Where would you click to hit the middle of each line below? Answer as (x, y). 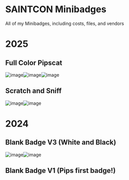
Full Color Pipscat (34, 63)
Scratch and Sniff (34, 91)
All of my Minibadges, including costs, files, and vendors (65, 23)
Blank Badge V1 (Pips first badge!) (60, 171)
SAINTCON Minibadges (56, 9)
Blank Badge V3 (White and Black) (61, 143)
